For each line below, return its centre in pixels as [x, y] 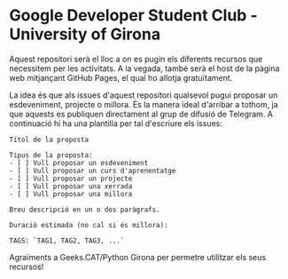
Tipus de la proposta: [51, 155]
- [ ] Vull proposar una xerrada [71, 186]
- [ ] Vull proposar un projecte [71, 179]
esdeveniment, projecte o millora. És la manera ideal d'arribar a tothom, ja [144, 104]
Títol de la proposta [49, 139]
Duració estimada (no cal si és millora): [89, 225]
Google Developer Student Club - [134, 16]
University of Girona [85, 34]
